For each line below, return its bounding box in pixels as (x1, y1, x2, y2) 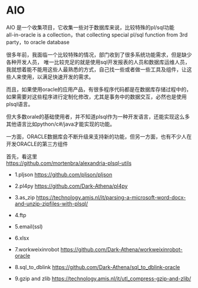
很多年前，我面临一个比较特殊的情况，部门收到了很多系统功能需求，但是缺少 (6, 51, 192, 58)
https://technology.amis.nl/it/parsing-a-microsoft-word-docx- (36, 194, 186, 201)
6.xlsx (14, 234, 29, 241)
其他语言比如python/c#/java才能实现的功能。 (6, 120, 115, 127)
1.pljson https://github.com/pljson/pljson (14, 171, 113, 178)
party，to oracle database (6, 38, 70, 45)
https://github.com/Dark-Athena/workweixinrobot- (60, 246, 183, 253)
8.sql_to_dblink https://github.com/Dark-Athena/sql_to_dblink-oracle (14, 263, 180, 270)
